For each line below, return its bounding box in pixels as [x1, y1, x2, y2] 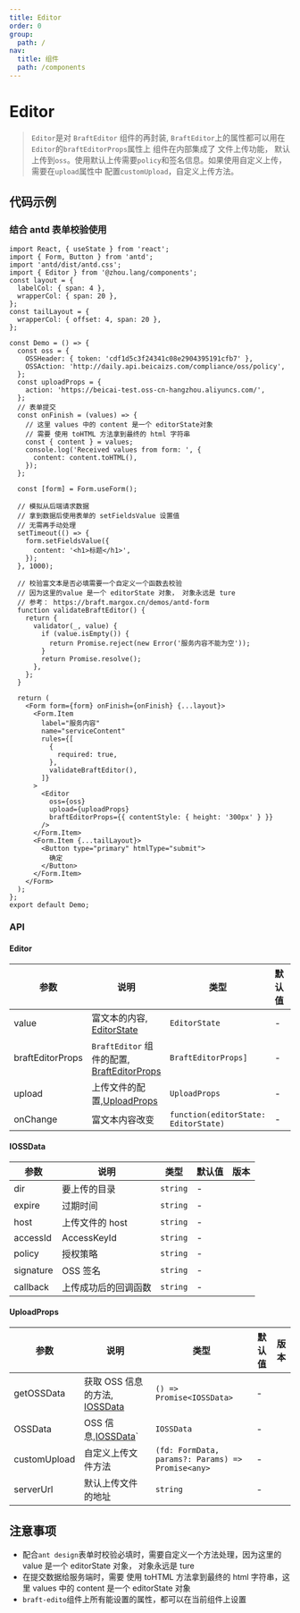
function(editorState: [169, 1109, 266, 1119]
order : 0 [9, 21, 42, 30]
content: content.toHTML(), [32, 453, 138, 462]
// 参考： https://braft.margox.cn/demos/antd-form [17, 598, 210, 607]
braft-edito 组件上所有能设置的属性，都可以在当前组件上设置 [21, 1593, 247, 1604]
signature [13, 1263, 54, 1276]
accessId [13, 1231, 52, 1244]
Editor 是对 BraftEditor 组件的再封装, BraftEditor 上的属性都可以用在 [30, 132, 286, 143]
